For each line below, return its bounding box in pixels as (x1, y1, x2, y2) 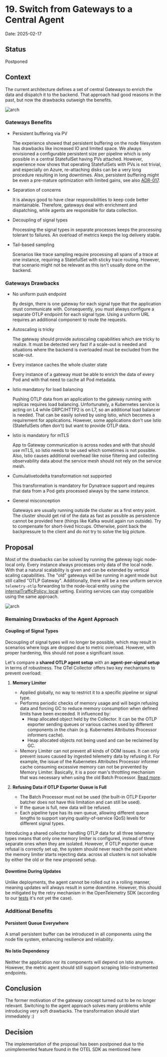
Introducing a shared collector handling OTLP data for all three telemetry (5, 830, 154, 836)
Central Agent (5, 14, 64, 25)
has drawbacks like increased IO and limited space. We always (12, 145, 142, 151)
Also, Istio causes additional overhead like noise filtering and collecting (12, 452, 159, 458)
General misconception (12, 497, 61, 503)
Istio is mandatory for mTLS (12, 432, 69, 438)
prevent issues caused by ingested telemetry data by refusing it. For (19, 753, 160, 759)
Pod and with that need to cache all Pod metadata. (12, 376, 116, 383)
